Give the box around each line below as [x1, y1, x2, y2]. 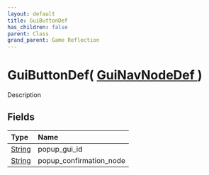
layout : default [7, 10, 55, 18]
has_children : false [7, 23, 69, 30]
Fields [7, 111, 35, 123]
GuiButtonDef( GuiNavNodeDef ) [7, 67, 203, 84]
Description [7, 91, 41, 99]
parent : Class [7, 30, 50, 38]
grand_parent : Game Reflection [7, 37, 100, 44]
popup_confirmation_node [38, 155, 125, 165]
